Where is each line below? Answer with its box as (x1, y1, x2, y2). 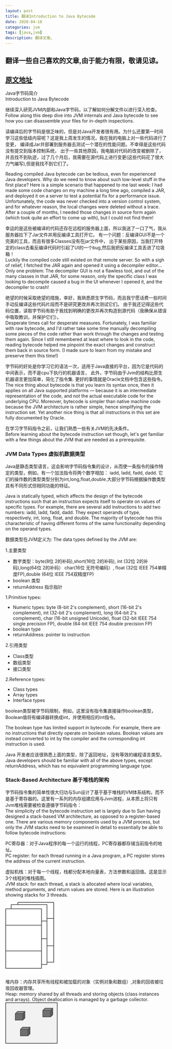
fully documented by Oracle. (5, 415, 66, 421)
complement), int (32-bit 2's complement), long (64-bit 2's (12, 609, 137, 616)
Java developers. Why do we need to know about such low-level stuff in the (5, 177, 165, 183)
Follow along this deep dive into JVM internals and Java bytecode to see (5, 112, 159, 118)
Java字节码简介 (5, 90, 38, 96)
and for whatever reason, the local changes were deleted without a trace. (5, 204, 160, 210)
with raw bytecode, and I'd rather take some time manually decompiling (5, 325, 157, 331)
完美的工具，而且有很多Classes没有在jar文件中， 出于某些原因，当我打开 (5, 238, 159, 244)
